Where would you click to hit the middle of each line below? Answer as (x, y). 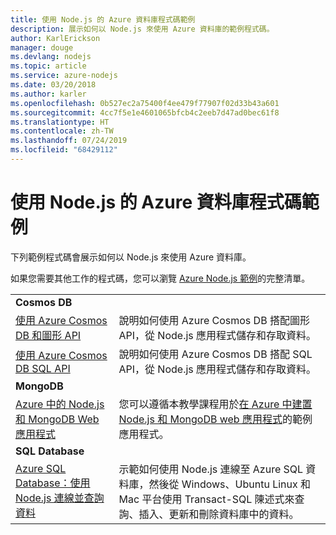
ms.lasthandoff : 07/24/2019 (69, 141)
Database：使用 (53, 483)
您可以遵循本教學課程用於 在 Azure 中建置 (215, 404)
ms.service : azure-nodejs (64, 76)
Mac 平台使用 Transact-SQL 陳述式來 (206, 499)
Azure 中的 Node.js (60, 404)
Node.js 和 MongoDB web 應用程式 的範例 (215, 419)
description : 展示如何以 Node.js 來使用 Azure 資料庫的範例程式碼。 (142, 29)
